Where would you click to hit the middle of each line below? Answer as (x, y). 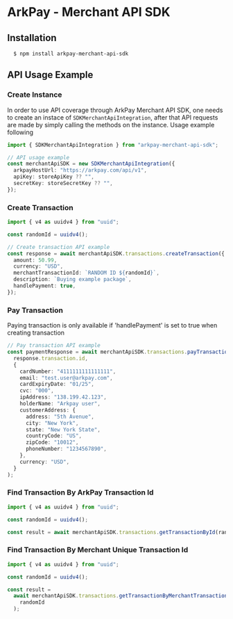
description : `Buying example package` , (72, 280)
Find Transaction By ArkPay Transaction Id (80, 492)
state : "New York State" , (63, 429)
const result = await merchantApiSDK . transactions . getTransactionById (111, 532)
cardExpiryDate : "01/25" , (57, 384)
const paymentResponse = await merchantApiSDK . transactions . (97, 352)
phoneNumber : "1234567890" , (66, 449)
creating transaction (36, 333)
